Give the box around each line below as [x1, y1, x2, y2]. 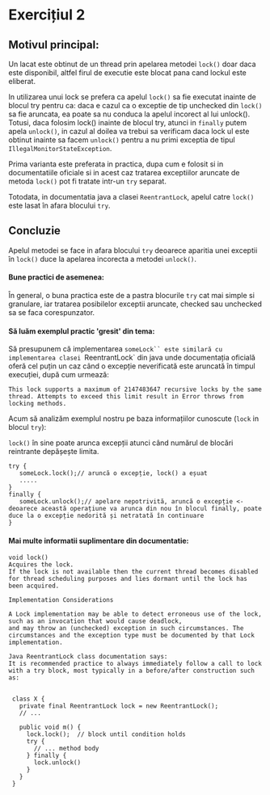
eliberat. [8, 77, 36, 86]
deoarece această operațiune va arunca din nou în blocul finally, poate [8, 505, 263, 513]
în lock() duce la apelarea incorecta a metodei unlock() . [8, 254, 196, 263]
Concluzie [8, 224, 61, 238]
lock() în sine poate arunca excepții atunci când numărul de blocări [8, 438, 234, 448]
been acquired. [8, 582, 60, 591]
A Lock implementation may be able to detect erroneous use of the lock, [8, 610, 263, 619]
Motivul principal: [8, 38, 99, 52]
